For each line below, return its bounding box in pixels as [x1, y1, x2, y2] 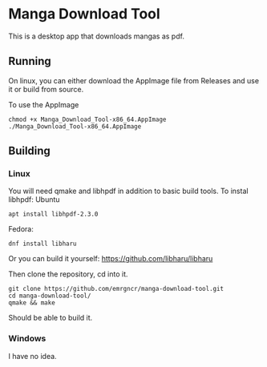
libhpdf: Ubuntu [8, 195, 60, 204]
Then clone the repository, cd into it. [8, 269, 128, 279]
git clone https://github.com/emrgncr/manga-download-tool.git [8, 285, 225, 293]
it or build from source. [8, 84, 84, 94]
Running [8, 54, 52, 68]
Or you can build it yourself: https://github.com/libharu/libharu [8, 254, 213, 264]
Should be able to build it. [8, 313, 93, 323]
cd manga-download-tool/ [8, 292, 91, 300]
